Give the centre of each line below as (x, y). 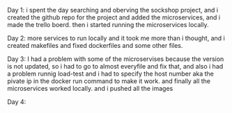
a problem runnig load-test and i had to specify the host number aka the (110, 73)
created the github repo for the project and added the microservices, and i (114, 17)
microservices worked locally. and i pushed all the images (90, 88)
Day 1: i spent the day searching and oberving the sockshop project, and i (113, 10)
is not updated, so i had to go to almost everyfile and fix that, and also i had (115, 66)
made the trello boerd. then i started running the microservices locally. (108, 25)
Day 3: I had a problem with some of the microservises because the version (116, 59)
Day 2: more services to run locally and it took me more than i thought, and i (116, 38)
